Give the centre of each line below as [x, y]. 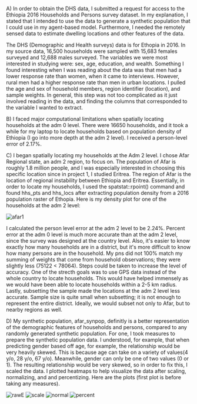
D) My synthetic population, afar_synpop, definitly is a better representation [98, 321]
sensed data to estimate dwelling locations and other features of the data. [96, 34]
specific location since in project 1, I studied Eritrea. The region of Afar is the [98, 174]
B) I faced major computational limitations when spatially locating [85, 119]
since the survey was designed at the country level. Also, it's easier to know [98, 241]
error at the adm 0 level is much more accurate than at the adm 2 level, [92, 234]
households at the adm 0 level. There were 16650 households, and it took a [97, 125]
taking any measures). [33, 383]
